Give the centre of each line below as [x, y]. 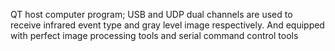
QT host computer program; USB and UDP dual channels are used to [151, 14]
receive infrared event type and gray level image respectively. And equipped [167, 25]
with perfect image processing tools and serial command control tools [154, 35]
